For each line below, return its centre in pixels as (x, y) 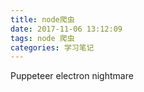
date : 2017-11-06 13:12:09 (66, 29)
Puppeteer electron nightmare (72, 76)
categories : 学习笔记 (52, 47)
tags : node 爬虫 (42, 38)
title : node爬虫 (42, 19)
